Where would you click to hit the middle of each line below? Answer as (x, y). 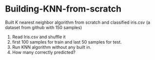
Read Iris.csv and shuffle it (39, 37)
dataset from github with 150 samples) (43, 27)
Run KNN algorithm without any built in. (52, 47)
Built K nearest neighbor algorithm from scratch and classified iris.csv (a (77, 22)
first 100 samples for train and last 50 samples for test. (67, 42)
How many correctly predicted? (44, 52)
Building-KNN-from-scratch (63, 9)
